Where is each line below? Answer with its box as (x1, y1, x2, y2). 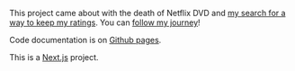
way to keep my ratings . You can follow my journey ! (9, 17, 201, 28)
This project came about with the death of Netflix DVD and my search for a (9, 8, 286, 18)
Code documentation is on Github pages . (9, 35, 162, 45)
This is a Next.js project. (9, 52, 99, 62)
